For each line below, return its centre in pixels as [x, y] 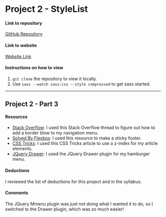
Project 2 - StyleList [46, 9]
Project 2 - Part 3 [32, 104]
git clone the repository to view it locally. [55, 79]
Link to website [21, 45]
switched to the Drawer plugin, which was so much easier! [65, 209]
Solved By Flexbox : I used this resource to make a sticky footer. [77, 138]
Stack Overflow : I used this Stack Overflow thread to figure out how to [84, 128]
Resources [17, 117]
